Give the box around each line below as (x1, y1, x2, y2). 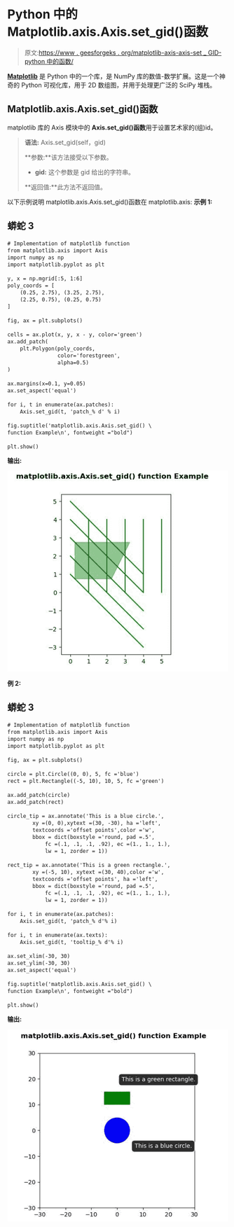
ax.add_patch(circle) (7, 791, 71, 798)
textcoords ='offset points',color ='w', (32, 826, 156, 833)
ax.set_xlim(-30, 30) (7, 952, 71, 959)
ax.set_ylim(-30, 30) (7, 959, 71, 966)
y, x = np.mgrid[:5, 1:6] (7, 275, 83, 282)
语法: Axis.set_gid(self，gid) (24, 138, 106, 146)
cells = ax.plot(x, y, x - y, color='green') (7, 331, 142, 338)
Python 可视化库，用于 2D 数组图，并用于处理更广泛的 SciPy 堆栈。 (20, 81, 216, 89)
